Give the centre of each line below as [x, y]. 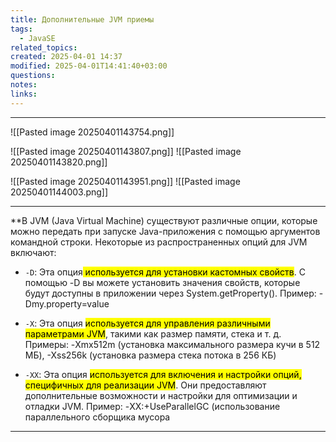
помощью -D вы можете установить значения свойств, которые [162, 282]
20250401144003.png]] [59, 192]
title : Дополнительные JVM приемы [82, 19]
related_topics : [44, 47]
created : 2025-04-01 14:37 [66, 57]
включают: [33, 252]
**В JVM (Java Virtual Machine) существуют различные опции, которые [164, 220]
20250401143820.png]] [59, 162]
